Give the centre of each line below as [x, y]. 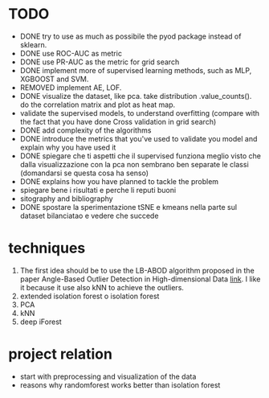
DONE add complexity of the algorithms [86, 130]
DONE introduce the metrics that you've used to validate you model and [139, 138]
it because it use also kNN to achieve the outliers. [102, 287]
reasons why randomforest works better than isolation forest [120, 385]
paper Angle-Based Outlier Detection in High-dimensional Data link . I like [140, 279]
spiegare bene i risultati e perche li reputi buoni [98, 190]
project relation [60, 354]
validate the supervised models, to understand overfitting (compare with [139, 113]
